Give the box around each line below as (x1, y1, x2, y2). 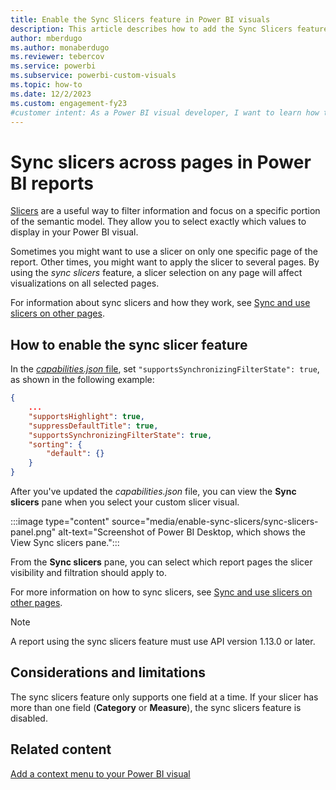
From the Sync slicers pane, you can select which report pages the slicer (10, 556, 313, 568)
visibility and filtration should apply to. (10, 567, 167, 578)
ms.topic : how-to (10, 80, 83, 90)
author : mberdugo (10, 33, 83, 43)
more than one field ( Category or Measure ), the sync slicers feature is (10, 701, 302, 713)
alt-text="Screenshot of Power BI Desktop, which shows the (58, 526, 306, 538)
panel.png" (10, 526, 57, 538)
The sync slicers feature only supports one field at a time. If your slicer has (10, 691, 319, 703)
